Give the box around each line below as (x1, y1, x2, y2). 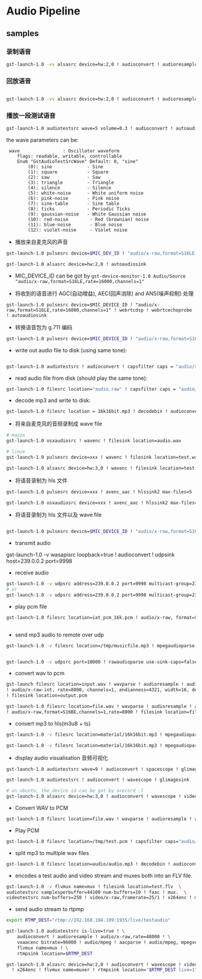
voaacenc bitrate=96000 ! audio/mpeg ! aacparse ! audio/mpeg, (17, 939, 179, 945)
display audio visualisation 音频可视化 (14, 754, 108, 761)
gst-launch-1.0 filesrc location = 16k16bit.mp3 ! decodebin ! (6, 408, 168, 415)
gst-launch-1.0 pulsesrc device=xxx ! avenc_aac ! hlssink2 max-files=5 (6, 489, 192, 495)
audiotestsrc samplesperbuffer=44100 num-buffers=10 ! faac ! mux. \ (6, 889, 187, 895)
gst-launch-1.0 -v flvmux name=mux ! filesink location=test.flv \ (6, 883, 182, 889)
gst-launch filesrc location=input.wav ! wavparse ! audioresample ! (6, 682, 185, 688)
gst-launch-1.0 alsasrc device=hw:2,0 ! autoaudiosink (6, 261, 147, 267)
